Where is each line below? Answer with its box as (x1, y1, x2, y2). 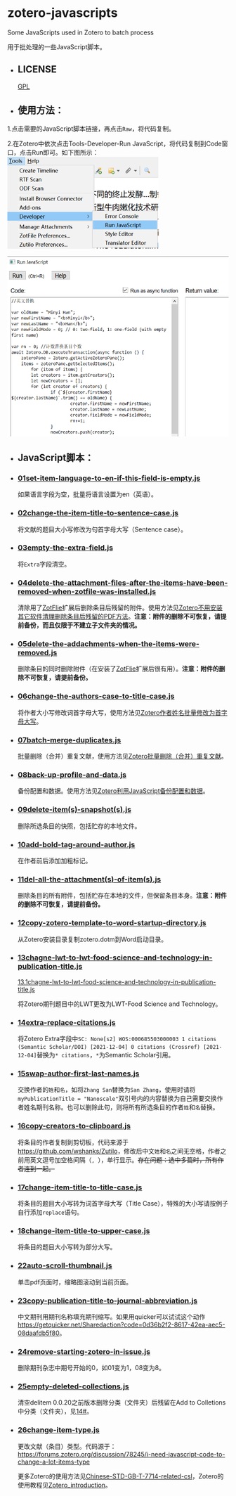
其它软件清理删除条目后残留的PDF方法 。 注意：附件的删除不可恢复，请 (17, 612, 221, 621)
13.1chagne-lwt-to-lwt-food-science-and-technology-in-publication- (17, 977, 216, 986)
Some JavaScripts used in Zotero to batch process (7, 28, 155, 37)
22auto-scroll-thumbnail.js (17, 1260, 112, 1270)
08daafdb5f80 (17, 1329, 60, 1337)
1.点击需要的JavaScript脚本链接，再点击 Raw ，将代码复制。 (7, 124, 176, 133)
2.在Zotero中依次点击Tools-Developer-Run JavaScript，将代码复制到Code (7, 139, 223, 148)
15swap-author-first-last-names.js (17, 1069, 140, 1078)
